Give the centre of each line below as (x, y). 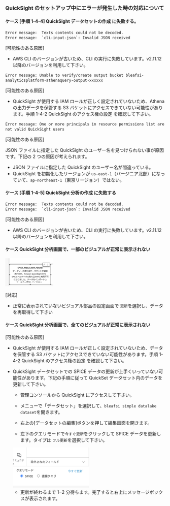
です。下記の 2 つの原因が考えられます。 (47, 156)
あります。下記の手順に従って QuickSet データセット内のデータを (94, 377)
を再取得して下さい (33, 312)
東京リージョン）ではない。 (95, 180)
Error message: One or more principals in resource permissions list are (85, 124)
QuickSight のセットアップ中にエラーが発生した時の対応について (85, 8)
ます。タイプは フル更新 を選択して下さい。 (64, 440)
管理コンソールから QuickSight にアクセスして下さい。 (77, 395)
